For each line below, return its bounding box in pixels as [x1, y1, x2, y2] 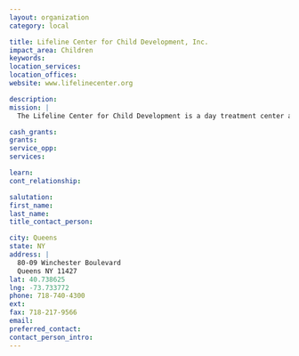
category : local [9, 21, 69, 30]
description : [9, 94, 58, 103]
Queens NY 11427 [17, 266, 77, 276]
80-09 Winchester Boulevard [17, 258, 122, 267]
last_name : [9, 209, 50, 218]
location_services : [9, 62, 82, 71]
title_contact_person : [9, 217, 93, 227]
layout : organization [9, 12, 90, 22]
